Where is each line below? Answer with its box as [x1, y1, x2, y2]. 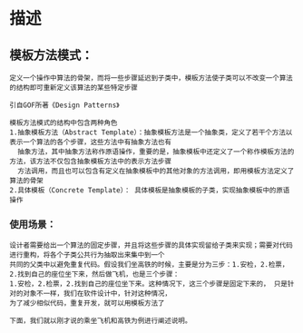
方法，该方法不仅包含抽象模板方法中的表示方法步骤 [9, 157, 172, 166]
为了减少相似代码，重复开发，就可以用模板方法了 [9, 299, 165, 309]
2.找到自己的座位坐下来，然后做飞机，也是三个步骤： [9, 269, 180, 279]
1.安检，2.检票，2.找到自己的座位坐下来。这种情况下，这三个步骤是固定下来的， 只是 [9, 279, 288, 289]
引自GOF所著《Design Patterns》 [9, 101, 120, 110]
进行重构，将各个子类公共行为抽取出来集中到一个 [9, 250, 165, 260]
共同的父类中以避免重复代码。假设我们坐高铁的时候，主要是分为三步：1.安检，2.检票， [9, 260, 289, 269]
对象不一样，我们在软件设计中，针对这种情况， [22, 289, 172, 299]
